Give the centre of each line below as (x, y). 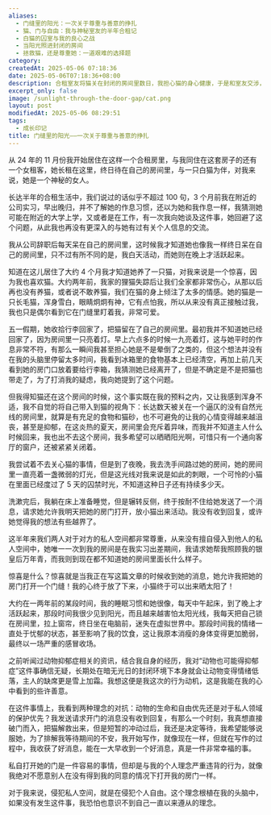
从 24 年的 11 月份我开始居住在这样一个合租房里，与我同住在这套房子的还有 (133, 160)
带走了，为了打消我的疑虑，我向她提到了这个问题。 (93, 379)
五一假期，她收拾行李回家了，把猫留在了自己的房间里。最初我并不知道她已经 (135, 329)
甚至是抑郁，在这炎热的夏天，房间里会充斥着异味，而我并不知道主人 (135, 426)
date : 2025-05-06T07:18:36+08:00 (65, 76)
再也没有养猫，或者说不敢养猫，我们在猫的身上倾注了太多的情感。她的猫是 (132, 292)
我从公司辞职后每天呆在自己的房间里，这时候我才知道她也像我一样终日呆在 (132, 244)
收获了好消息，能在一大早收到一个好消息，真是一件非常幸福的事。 (146, 748)
